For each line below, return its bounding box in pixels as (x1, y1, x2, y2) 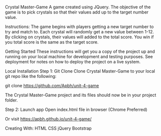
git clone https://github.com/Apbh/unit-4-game (5, 83, 99, 89)
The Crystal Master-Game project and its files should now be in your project (5, 92, 156, 98)
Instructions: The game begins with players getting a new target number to (5, 24, 154, 30)
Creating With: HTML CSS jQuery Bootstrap (5, 125, 92, 131)
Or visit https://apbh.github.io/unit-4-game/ (5, 116, 92, 121)
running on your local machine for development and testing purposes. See (5, 54, 153, 60)
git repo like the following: (5, 74, 57, 79)
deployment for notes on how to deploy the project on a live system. (5, 59, 141, 64)
